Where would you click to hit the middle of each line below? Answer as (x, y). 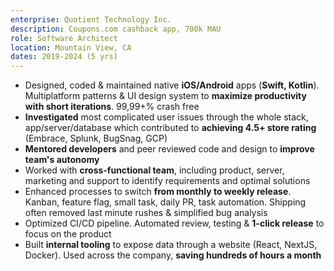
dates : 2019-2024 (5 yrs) (64, 57)
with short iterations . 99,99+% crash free (112, 107)
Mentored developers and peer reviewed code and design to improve (169, 149)
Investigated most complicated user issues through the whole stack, (166, 117)
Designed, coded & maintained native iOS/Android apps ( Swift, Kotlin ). (172, 85)
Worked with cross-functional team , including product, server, (154, 170)
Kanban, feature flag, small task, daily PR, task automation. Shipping (165, 202)
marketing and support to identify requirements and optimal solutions (167, 181)
